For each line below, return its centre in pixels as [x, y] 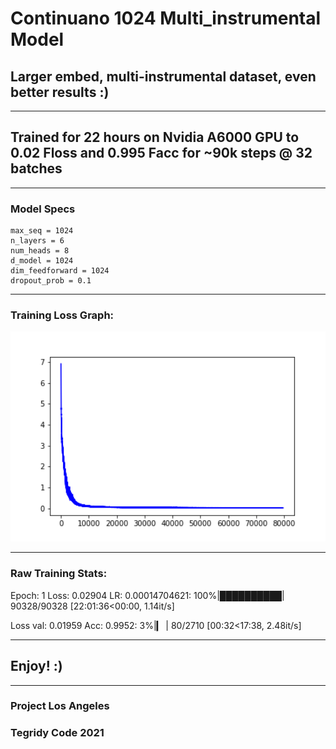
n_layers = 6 [37, 241]
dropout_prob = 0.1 [51, 281]
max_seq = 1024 [42, 231]
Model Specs [43, 209]
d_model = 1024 [42, 261]
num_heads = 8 [40, 251]
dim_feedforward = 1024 [60, 271]
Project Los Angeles [60, 706]
